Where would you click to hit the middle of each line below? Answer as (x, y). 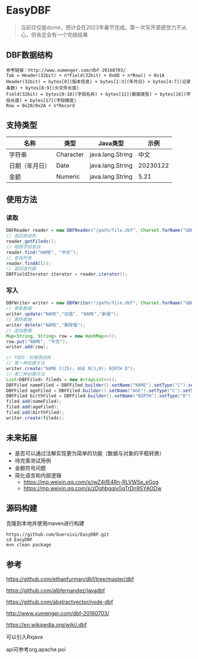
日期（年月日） (30, 166)
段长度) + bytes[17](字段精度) (41, 100)
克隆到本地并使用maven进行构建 (45, 523)
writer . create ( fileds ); (35, 418)
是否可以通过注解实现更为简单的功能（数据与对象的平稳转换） (90, 453)
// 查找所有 (19, 258)
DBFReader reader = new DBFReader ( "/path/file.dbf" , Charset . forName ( (95, 231)
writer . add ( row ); (27, 347)
